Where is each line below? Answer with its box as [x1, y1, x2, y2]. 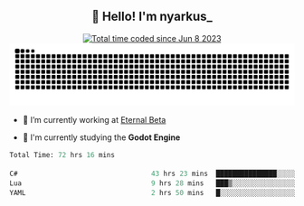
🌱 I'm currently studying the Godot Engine [22, 132, 181, 143]
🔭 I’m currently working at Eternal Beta [22, 114, 166, 125]
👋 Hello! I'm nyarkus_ [91, 9, 213, 24]
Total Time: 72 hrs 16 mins [9, 150, 116, 159]
